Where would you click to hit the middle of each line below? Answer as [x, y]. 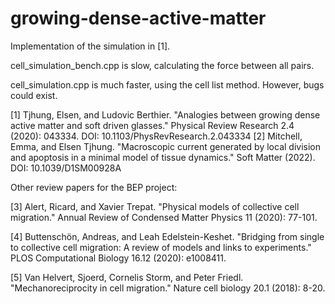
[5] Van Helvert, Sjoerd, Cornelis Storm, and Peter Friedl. [127, 277]
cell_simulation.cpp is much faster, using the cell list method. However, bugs [167, 84]
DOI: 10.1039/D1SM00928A [66, 168]
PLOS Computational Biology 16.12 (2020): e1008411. [118, 258]
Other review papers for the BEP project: [94, 187]
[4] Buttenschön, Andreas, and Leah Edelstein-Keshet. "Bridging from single [167, 236]
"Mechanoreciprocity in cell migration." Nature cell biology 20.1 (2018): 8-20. [168, 288]
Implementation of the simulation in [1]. [90, 46]
